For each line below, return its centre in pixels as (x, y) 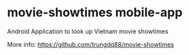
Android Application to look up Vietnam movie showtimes (88, 31)
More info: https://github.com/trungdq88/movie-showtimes (91, 44)
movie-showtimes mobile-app (95, 13)
